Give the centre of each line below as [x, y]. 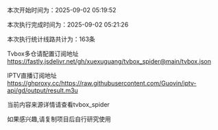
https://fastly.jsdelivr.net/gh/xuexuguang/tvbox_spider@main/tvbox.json [109, 61]
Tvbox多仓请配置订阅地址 [43, 54]
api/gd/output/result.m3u [43, 90]
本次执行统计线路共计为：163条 [51, 39]
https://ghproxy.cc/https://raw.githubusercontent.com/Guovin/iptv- [102, 83]
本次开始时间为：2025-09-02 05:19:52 [62, 10]
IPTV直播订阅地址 [32, 75]
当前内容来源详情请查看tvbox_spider [58, 104]
